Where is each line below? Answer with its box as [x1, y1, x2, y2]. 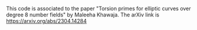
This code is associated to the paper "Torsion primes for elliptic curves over [6, 5, 191, 12]
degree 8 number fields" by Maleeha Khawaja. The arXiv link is [6, 11, 160, 18]
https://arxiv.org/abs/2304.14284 [6, 18, 87, 24]
